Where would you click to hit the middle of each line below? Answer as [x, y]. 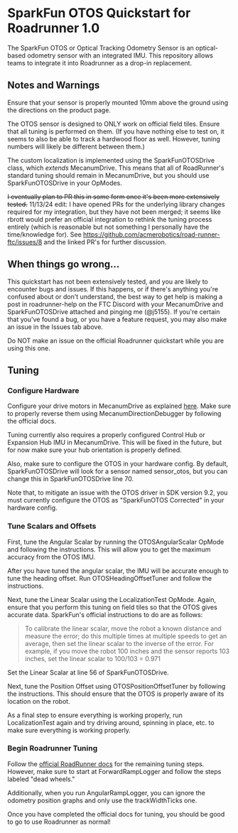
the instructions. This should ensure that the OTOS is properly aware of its [116, 694]
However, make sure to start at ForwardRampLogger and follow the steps [114, 771]
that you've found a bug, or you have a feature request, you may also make [117, 319]
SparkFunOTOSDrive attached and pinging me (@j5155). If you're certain [114, 311]
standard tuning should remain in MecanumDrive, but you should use [108, 175]
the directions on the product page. [59, 110]
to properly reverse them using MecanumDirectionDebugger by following [114, 414]
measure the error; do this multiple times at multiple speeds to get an [126, 636]
